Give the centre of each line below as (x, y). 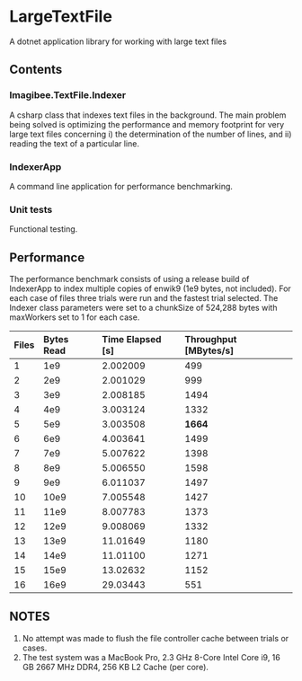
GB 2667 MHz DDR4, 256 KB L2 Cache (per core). (115, 667)
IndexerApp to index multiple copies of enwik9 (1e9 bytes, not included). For (151, 288)
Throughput (211, 340)
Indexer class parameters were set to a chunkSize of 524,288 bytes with (143, 308)
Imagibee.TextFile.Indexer (68, 95)
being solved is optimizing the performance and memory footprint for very (147, 124)
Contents (36, 70)
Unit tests (31, 209)
